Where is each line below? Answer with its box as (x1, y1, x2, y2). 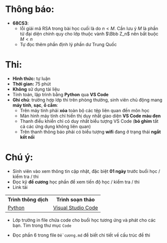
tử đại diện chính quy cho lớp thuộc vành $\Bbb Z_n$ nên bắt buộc (20, 31, 159, 37)
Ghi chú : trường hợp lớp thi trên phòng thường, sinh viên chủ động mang (12, 97, 162, 103)
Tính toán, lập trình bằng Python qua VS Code (12, 91, 109, 97)
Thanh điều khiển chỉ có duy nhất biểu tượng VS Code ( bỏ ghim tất (20, 118, 159, 124)
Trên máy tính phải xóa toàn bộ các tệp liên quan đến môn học (20, 107, 149, 113)
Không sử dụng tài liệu (12, 86, 60, 92)
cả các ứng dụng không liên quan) (20, 123, 91, 129)
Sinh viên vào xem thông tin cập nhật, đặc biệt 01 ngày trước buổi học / (12, 168, 160, 174)
